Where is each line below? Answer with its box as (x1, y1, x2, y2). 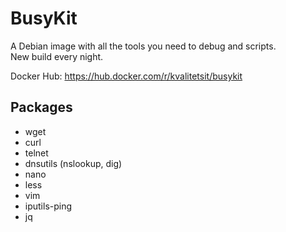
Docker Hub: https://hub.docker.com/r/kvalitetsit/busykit (10, 70, 243, 82)
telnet (24, 147, 49, 159)
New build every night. (10, 50, 104, 62)
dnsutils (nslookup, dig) (24, 157, 123, 169)
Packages (10, 99, 73, 116)
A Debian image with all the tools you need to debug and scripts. (10, 40, 277, 52)
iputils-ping (24, 200, 73, 212)
